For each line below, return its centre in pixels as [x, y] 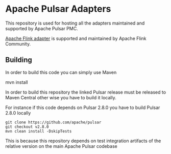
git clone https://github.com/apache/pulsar [53, 122]
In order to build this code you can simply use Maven [61, 72]
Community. [18, 43]
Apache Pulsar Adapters [58, 9]
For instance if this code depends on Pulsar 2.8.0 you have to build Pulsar [83, 107]
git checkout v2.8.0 [27, 127]
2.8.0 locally [18, 113]
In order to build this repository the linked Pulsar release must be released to [86, 92]
